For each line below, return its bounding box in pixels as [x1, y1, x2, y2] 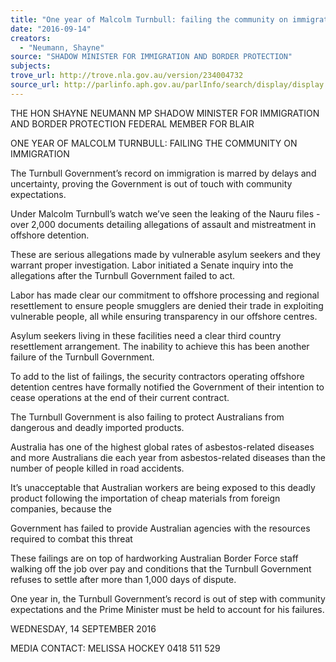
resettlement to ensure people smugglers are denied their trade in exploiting [10, 299, 324, 311]
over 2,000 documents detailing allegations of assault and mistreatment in [10, 218, 317, 230]
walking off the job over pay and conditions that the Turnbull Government [10, 562, 312, 575]
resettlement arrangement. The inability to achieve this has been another [10, 340, 310, 352]
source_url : [10, 80, 60, 90]
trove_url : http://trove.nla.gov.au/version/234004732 [10, 71, 244, 81]
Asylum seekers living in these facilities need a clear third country [10, 329, 282, 341]
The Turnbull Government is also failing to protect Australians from [10, 411, 285, 423]
